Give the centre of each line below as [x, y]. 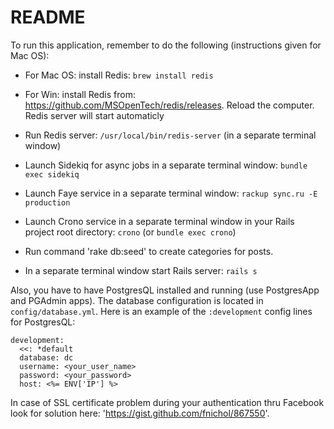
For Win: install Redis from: [80, 94]
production [47, 202]
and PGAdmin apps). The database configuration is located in [137, 300]
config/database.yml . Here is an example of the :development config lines [161, 311]
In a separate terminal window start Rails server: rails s [141, 270]
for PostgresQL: [43, 322]
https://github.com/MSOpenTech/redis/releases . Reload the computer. [169, 105]
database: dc [46, 357]
